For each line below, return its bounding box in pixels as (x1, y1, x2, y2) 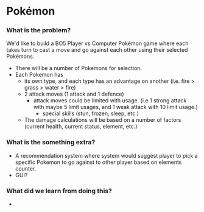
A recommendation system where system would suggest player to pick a (15, 152, 198, 159)
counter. (15, 164, 37, 172)
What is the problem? (6, 26, 71, 35)
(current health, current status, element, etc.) (24, 123, 138, 130)
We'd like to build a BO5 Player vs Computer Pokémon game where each (6, 40, 189, 47)
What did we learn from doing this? (6, 186, 113, 195)
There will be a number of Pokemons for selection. (15, 65, 142, 72)
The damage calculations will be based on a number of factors (24, 116, 181, 124)
